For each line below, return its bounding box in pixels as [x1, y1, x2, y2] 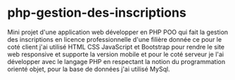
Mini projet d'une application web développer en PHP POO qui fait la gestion [7, 28, 229, 36]
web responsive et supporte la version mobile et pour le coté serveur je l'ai [7, 50, 224, 58]
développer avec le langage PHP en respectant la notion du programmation [7, 57, 226, 65]
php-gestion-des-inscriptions [7, 5, 186, 21]
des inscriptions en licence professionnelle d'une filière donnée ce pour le [7, 35, 222, 43]
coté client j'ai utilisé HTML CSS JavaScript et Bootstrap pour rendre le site [7, 42, 225, 51]
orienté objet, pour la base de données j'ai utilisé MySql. [7, 65, 170, 73]
